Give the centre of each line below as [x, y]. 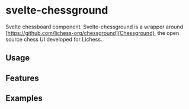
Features [22, 78]
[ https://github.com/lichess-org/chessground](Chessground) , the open [92, 33]
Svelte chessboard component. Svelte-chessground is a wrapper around [94, 27]
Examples [24, 98]
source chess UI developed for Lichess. [54, 39]
